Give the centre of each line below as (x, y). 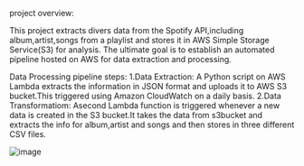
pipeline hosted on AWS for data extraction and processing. (121, 59)
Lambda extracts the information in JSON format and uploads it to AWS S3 (148, 86)
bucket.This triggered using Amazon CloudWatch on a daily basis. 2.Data (146, 96)
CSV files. (28, 134)
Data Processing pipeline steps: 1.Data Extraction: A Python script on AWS (148, 77)
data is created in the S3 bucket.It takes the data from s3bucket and (136, 115)
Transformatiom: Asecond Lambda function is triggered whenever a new (145, 106)
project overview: (42, 13)
